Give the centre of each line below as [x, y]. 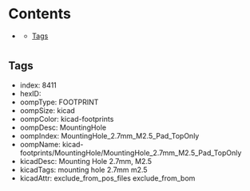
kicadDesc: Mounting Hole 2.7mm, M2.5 [86, 161]
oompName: [40, 144]
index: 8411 [38, 85]
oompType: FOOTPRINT [59, 102]
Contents [40, 14]
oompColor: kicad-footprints [67, 119]
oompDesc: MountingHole [63, 127]
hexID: [30, 93]
